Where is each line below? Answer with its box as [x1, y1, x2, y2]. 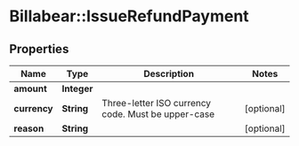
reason [13, 122, 44, 134]
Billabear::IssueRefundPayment [9, 6, 249, 27]
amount [13, 82, 47, 95]
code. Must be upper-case [101, 108, 215, 120]
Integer [61, 82, 93, 95]
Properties [9, 42, 69, 57]
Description [143, 68, 194, 80]
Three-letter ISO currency [101, 97, 212, 109]
